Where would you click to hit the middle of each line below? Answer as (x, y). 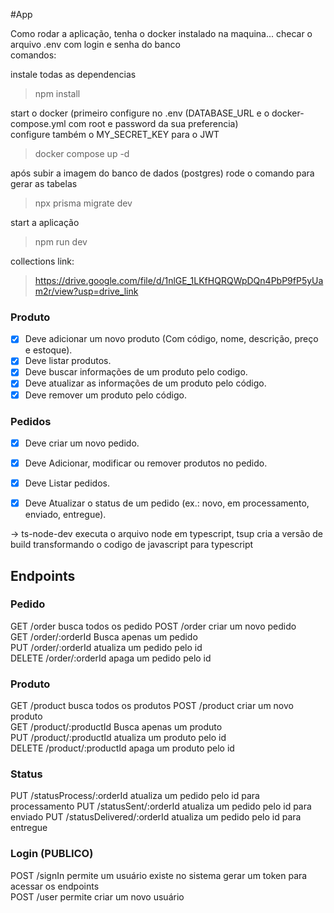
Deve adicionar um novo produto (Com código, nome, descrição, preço (171, 339)
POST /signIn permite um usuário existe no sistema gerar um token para (159, 875)
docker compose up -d (82, 153)
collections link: (42, 261)
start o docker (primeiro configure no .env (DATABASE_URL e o (140, 113)
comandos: (33, 55)
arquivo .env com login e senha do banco (95, 44)
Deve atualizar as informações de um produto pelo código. (145, 383)
